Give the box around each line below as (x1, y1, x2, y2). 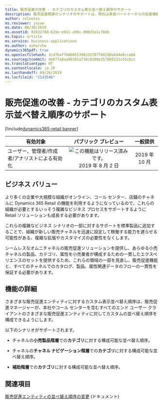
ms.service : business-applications (5, 39, 77, 44)
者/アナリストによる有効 (7, 155, 63, 162)
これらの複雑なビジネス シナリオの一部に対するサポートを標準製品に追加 (5, 222, 151, 228)
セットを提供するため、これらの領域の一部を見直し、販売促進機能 (26, 257, 158, 263)
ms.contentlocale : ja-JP (5, 66, 55, 71)
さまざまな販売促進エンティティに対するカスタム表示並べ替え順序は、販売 (5, 299, 154, 304)
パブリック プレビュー (74, 138, 124, 145)
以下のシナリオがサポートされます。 (5, 327, 77, 333)
